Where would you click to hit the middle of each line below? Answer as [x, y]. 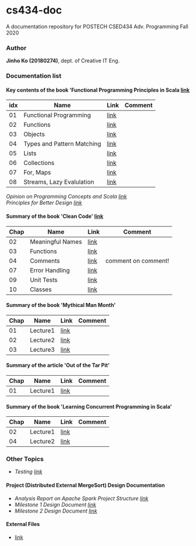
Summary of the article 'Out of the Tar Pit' [58, 365]
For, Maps [37, 173]
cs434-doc [34, 10]
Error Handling [50, 270]
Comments [45, 261]
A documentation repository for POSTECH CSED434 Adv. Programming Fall [97, 26]
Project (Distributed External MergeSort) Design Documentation [85, 486]
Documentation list [34, 76]
